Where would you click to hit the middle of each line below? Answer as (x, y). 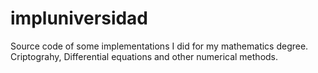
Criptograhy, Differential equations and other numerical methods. (144, 56)
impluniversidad (79, 18)
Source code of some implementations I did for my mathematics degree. (159, 46)
